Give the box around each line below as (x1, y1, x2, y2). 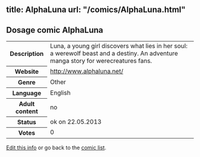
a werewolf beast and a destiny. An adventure (50, 49, 179, 58)
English (50, 89, 71, 97)
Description (10, 49, 44, 58)
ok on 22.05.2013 (50, 117, 102, 125)
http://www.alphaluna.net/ (50, 67, 124, 75)
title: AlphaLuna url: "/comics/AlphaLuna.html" (6, 5, 186, 15)
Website (14, 67, 39, 76)
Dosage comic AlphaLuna (6, 25, 104, 35)
